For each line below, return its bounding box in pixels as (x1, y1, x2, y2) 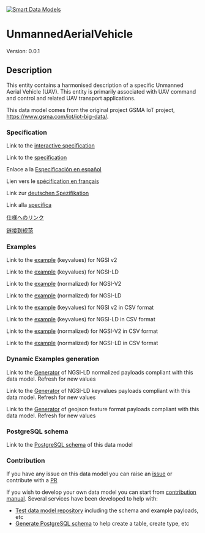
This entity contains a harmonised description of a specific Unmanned (6, 81, 184, 89)
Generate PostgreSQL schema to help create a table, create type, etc (15, 520, 190, 527)
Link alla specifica (6, 201, 52, 209)
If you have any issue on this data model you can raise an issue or (6, 470, 173, 477)
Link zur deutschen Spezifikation (6, 190, 89, 197)
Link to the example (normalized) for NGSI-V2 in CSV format (6, 327, 158, 335)
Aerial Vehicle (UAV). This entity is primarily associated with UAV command (6, 88, 196, 95)
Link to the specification (6, 154, 67, 162)
